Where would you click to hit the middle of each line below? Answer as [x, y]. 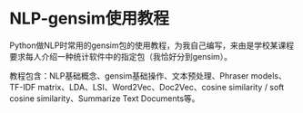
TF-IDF [23, 87]
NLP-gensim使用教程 [90, 19]
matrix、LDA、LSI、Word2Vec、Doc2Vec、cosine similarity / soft [161, 87]
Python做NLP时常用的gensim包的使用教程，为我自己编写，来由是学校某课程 [152, 45]
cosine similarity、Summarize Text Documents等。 [105, 98]
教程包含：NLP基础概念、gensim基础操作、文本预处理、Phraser [129, 75]
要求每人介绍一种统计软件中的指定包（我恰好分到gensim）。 [121, 56]
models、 [268, 75]
